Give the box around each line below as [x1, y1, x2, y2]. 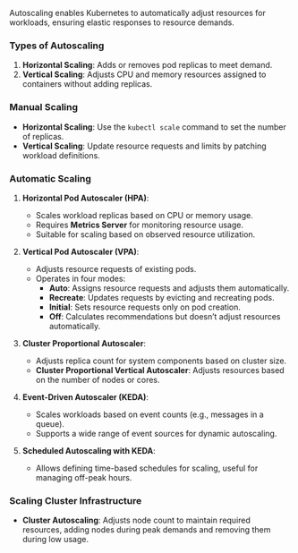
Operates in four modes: [35, 273, 126, 284]
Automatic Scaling [9, 172, 91, 184]
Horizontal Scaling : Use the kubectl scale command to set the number [21, 121, 286, 132]
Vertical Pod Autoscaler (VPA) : [21, 246, 140, 257]
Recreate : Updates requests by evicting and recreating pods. [48, 292, 275, 302]
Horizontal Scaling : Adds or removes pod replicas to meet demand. [21, 60, 273, 71]
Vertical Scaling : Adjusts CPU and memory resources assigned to [21, 69, 267, 80]
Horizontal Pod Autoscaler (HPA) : [21, 192, 149, 203]
